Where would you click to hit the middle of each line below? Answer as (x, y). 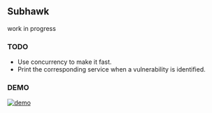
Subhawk (28, 12)
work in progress (31, 28)
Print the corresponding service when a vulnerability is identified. (111, 69)
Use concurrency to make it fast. (64, 62)
